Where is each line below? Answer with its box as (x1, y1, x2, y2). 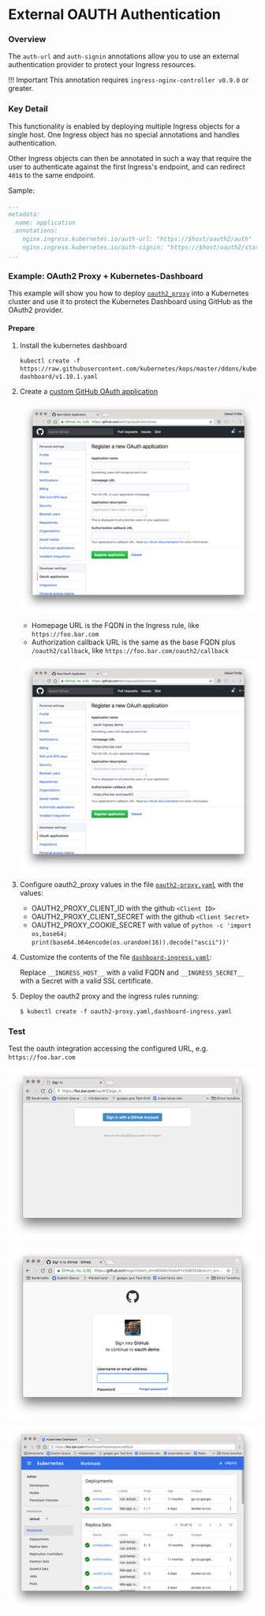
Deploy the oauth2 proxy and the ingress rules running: (19, 991, 200, 1001)
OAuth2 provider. (8, 306, 64, 315)
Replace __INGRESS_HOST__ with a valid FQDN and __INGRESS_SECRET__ (19, 968, 244, 977)
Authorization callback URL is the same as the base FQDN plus (31, 637, 236, 647)
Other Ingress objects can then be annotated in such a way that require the (8, 153, 252, 163)
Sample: (8, 186, 35, 195)
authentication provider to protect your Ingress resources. (8, 60, 196, 70)
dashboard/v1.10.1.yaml (19, 373, 99, 381)
